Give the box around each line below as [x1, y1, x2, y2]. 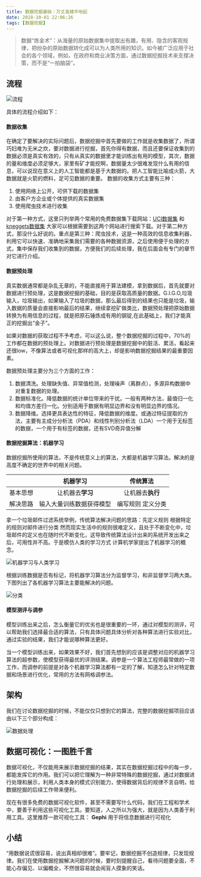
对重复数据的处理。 [14, 387, 63, 395]
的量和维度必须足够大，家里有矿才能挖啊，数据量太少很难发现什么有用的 [6, 160, 184, 167]
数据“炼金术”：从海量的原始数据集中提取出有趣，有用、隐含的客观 [20, 37, 184, 44]
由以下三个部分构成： [6, 714, 59, 722]
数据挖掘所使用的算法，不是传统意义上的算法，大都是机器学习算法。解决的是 [6, 454, 195, 461]
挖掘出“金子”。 [16, 319, 53, 326]
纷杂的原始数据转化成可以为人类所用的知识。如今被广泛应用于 [36, 44, 189, 51]
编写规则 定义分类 [117, 500, 167, 508]
